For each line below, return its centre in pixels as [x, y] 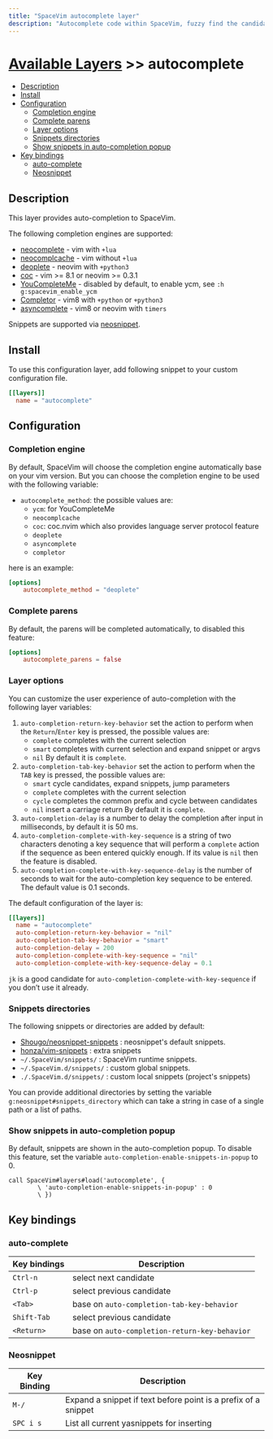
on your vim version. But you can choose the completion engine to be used [134, 475]
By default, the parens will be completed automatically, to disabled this [127, 628]
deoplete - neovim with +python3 [74, 267]
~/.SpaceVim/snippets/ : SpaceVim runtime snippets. [108, 1060]
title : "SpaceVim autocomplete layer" [74, 16]
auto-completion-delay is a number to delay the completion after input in [142, 818]
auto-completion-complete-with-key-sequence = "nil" [107, 956]
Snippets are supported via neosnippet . [74, 324]
